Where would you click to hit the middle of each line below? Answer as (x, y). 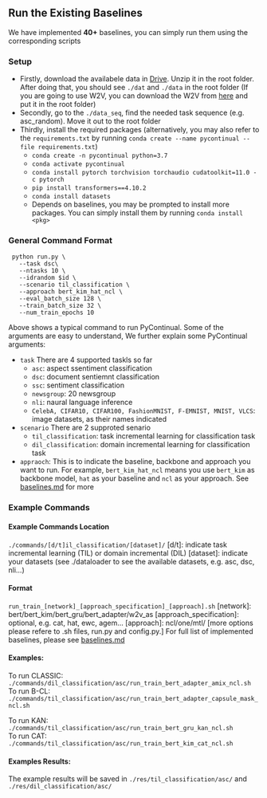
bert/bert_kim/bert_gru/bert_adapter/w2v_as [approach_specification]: (124, 614)
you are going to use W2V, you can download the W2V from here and (134, 96)
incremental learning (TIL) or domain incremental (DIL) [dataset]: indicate (128, 552)
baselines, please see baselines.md (67, 639)
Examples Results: (40, 761)
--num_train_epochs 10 (56, 313)
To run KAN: (28, 720)
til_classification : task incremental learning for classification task (143, 436)
